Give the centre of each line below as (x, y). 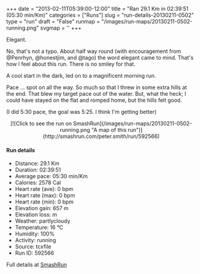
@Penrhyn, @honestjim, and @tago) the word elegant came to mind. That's (100, 58)
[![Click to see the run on (41, 123)
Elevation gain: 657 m (42, 208)
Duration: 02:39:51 (38, 170)
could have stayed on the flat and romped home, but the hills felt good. (94, 100)
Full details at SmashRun (37, 265)
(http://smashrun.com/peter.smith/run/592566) (101, 136)
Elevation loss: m (36, 215)
